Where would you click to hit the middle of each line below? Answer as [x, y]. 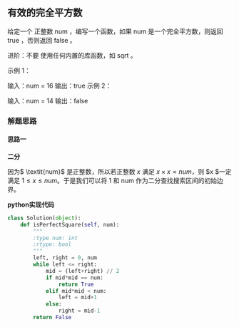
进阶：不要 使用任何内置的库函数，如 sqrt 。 [72, 55]
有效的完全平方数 [45, 13]
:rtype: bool [52, 244]
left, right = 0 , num [65, 258]
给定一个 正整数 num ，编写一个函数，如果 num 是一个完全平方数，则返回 [115, 31]
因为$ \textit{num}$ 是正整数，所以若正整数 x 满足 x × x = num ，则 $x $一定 [119, 171]
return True [76, 284]
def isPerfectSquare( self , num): [70, 224]
